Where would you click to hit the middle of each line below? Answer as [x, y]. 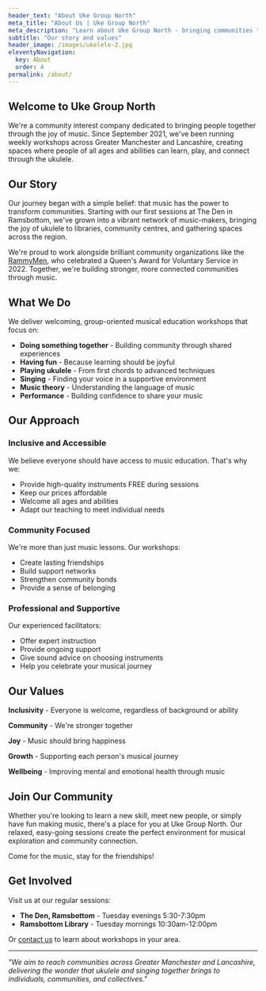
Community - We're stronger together [70, 726]
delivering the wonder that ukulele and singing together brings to [114, 970]
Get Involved [40, 881]
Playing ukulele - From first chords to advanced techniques [117, 371]
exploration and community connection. [73, 840]
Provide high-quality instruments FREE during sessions [109, 484]
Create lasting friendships [62, 562]
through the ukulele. [41, 159]
